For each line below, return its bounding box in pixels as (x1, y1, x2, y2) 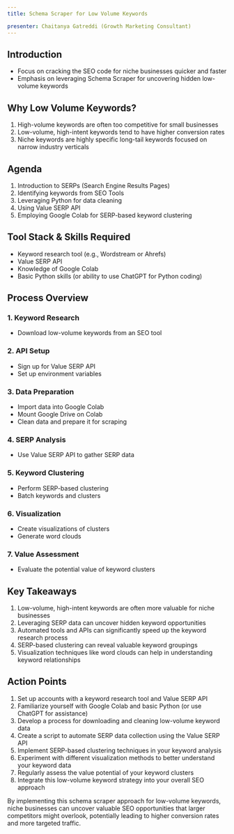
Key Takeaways (7, 585, 77, 597)
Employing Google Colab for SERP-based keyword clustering (17, 210, 193, 219)
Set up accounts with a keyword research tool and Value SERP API (17, 694, 208, 702)
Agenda (7, 163, 42, 175)
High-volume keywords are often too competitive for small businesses (17, 121, 219, 129)
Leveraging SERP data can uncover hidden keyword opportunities (17, 619, 207, 627)
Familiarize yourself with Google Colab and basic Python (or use (17, 702, 202, 710)
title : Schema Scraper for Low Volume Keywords (7, 10, 148, 17)
